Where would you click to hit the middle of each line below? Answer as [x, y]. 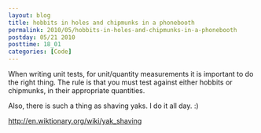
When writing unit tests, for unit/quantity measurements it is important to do [131, 74]
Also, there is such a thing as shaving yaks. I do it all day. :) [103, 106]
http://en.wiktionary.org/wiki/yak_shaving [75, 121]
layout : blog [29, 15]
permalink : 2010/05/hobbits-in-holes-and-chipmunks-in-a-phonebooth [123, 30]
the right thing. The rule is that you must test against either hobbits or [121, 82]
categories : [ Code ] [40, 52]
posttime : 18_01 [35, 45]
